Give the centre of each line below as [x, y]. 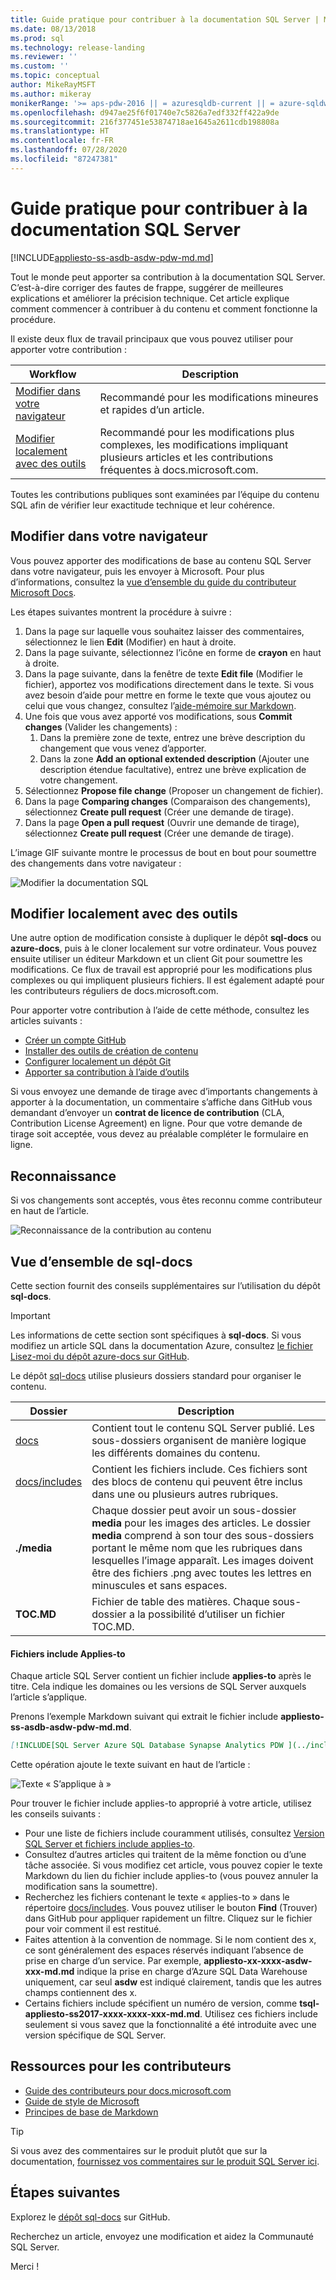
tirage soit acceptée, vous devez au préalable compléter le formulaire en [159, 1134]
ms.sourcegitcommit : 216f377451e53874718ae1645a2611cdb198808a [145, 122]
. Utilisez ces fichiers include [258, 2014]
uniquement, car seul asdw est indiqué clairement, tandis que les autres [173, 1982]
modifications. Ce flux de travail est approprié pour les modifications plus [161, 970]
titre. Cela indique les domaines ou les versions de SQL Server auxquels [158, 1687]
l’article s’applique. [49, 1697]
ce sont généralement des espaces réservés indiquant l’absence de [164, 1950]
